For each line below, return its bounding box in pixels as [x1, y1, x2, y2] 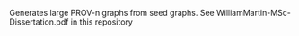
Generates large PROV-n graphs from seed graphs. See [9, 8, 215, 18]
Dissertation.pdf [9, 17, 69, 27]
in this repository [70, 17, 133, 27]
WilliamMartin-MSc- [215, 8, 292, 18]
